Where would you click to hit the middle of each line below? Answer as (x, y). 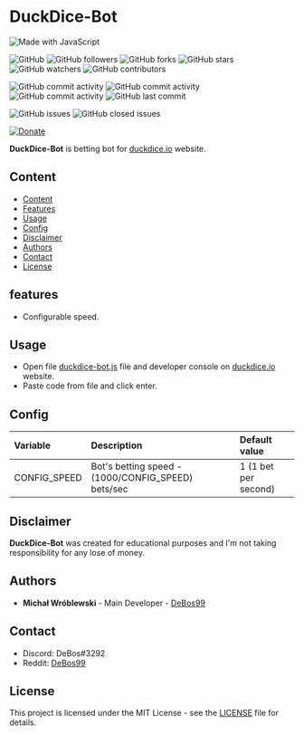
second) (257, 489)
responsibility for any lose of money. (77, 553)
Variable (33, 445)
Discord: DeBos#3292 (64, 653)
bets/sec (109, 489)
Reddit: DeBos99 (54, 663)
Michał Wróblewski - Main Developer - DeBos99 (114, 603)
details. (23, 722)
